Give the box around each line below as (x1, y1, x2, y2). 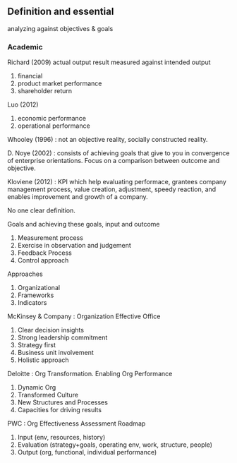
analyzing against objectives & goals (7, 24, 114, 32)
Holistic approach (17, 356, 69, 364)
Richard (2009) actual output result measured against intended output (7, 58, 211, 66)
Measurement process (17, 234, 83, 242)
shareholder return (17, 87, 73, 95)
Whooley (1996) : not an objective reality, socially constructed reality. (7, 136, 208, 144)
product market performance (17, 79, 102, 88)
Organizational (17, 284, 61, 292)
